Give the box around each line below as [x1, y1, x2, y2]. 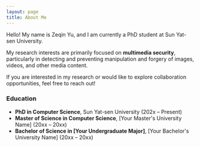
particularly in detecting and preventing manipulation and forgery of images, [6, 55, 195, 62]
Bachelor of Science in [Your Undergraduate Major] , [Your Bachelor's [14, 127, 189, 134]
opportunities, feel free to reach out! [6, 79, 96, 87]
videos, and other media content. [6, 61, 88, 69]
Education [6, 94, 37, 103]
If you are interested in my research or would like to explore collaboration [6, 73, 187, 80]
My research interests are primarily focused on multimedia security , [6, 49, 176, 56]
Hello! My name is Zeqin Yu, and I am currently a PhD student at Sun [6, 31, 175, 38]
